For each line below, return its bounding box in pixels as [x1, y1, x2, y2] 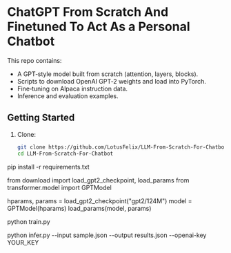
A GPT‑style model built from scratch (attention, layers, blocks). [17, 70, 199, 78]
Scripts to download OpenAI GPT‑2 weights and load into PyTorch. [17, 77, 207, 85]
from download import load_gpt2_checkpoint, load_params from [7, 176, 190, 184]
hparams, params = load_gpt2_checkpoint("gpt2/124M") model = [7, 196, 192, 205]
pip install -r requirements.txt [7, 162, 90, 171]
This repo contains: [7, 56, 62, 64]
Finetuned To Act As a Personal [7, 19, 191, 35]
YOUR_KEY [7, 238, 39, 246]
